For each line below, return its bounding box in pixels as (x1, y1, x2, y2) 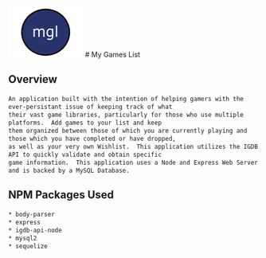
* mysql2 (8, 234, 37, 242)
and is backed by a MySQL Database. (8, 166, 130, 174)
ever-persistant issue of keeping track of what (8, 103, 173, 111)
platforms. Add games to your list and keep (8, 119, 162, 127)
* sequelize (8, 242, 48, 250)
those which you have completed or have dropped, (8, 135, 177, 143)
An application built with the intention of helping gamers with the (8, 95, 244, 103)
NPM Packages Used (8, 188, 114, 201)
